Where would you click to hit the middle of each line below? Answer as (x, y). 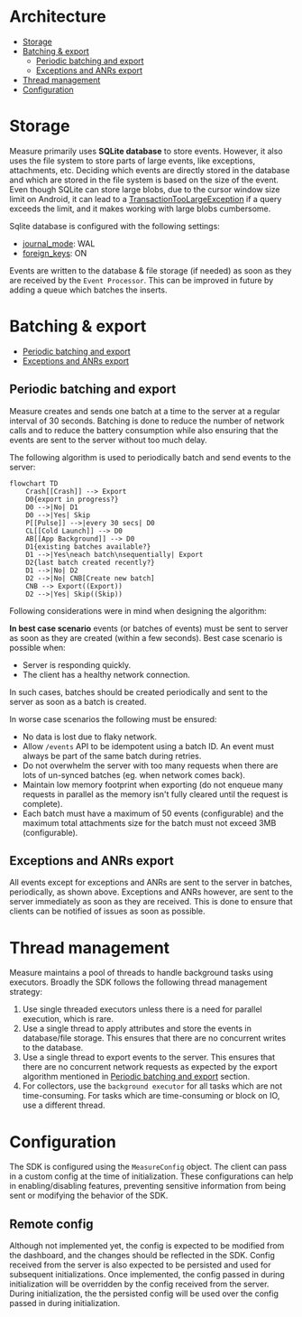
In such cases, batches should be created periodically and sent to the (139, 691)
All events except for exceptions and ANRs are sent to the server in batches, (151, 883)
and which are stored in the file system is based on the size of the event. (144, 180)
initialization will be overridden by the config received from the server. (139, 1285)
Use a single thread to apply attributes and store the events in (137, 1029)
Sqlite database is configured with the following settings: (115, 226)
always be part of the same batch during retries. (112, 756)
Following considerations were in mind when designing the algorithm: (138, 610)
